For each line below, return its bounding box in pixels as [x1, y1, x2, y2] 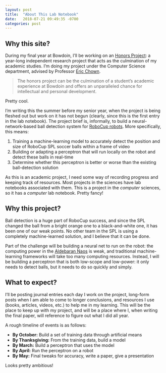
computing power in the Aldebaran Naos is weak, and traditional [5, 248, 136, 254]
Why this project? [5, 204, 61, 213]
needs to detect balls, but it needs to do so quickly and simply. [5, 264, 133, 270]
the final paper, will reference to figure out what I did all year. [5, 313, 129, 319]
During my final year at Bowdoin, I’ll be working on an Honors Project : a [5, 53, 151, 58]
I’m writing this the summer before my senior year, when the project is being [5, 107, 161, 114]
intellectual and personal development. [17, 89, 97, 95]
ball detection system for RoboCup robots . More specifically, [37, 123, 162, 129]
